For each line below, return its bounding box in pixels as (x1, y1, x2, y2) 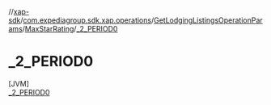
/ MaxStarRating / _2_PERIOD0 (22, 24, 118, 33)
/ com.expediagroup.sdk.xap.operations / (19, 15, 155, 25)
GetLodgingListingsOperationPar (153, 15, 263, 25)
